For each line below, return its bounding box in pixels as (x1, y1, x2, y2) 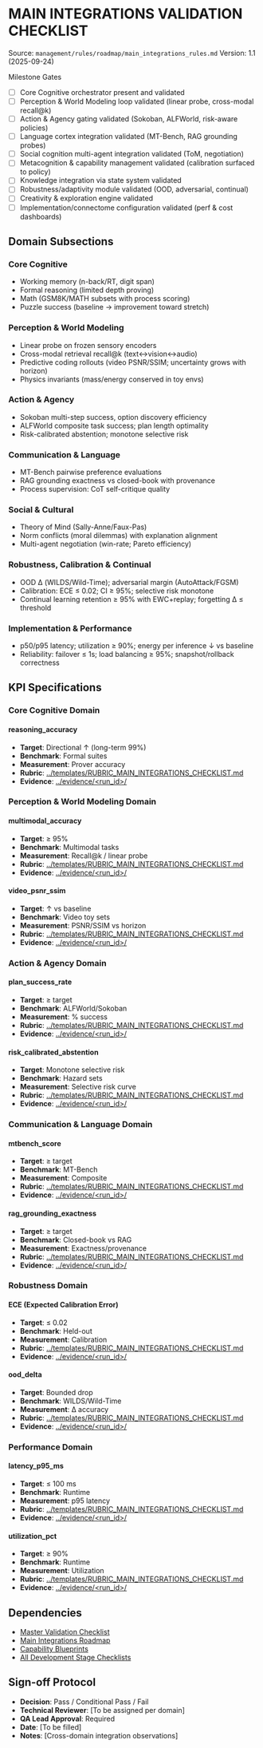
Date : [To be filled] (19, 1722, 82, 1732)
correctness (19, 658, 60, 667)
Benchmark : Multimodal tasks (19, 842, 120, 852)
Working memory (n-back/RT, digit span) (19, 277, 155, 287)
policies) (19, 123, 49, 132)
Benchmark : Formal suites (19, 751, 108, 761)
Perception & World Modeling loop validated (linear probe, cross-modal (19, 97, 254, 106)
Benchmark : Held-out (19, 1326, 93, 1335)
